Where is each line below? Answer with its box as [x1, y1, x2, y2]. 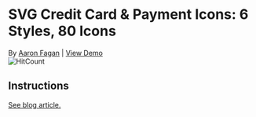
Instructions [8, 79, 69, 93]
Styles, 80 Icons [8, 22, 116, 40]
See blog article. [8, 100, 61, 109]
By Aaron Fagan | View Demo [8, 48, 104, 57]
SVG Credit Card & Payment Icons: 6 [8, 5, 249, 24]
